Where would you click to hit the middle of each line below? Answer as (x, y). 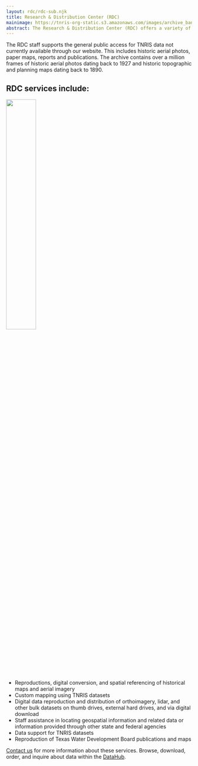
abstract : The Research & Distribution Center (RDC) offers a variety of (99, 28)
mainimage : (19, 22)
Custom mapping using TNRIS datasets (62, 695)
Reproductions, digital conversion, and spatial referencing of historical (100, 683)
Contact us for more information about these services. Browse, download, (96, 751)
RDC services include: (48, 88)
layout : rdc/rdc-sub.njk (37, 11)
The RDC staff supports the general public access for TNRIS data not (90, 45)
